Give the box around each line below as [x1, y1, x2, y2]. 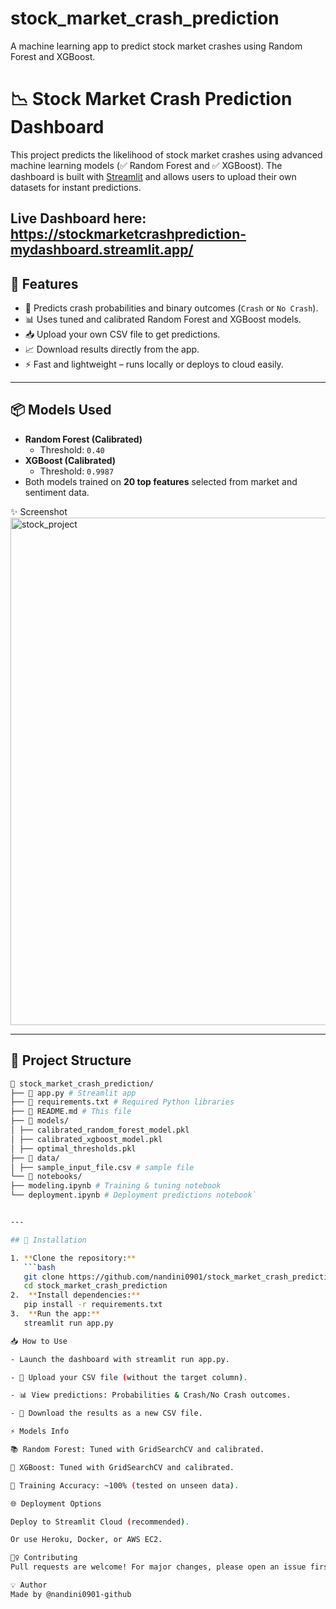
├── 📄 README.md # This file [10, 1107, 132, 1117]
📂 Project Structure [10, 1052, 132, 1069]
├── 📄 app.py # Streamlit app [10, 1088, 137, 1098]
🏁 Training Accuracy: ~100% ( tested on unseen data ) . [10, 1480, 240, 1491]
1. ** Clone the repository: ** [10, 1253, 137, 1263]
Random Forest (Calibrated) [24, 433, 143, 445]
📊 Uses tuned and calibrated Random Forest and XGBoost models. [24, 313, 302, 326]
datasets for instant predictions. [10, 181, 142, 193]
